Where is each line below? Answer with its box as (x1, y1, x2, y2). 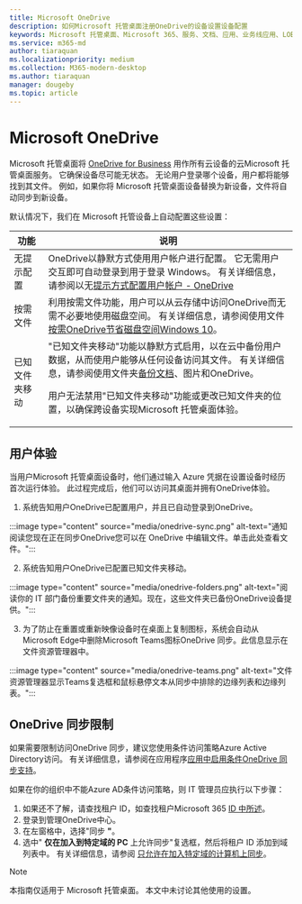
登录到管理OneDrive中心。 (22, 815, 121, 826)
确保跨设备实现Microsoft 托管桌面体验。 (75, 403, 244, 415)
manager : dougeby (9, 80, 75, 89)
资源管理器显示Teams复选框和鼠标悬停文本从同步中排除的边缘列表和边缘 (9, 677, 279, 688)
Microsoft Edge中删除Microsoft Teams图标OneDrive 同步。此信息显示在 (22, 635, 289, 645)
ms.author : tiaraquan (9, 72, 91, 81)
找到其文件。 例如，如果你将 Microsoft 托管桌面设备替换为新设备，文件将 (9, 181, 280, 192)
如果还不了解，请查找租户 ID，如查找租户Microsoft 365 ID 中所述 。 (22, 803, 271, 814)
